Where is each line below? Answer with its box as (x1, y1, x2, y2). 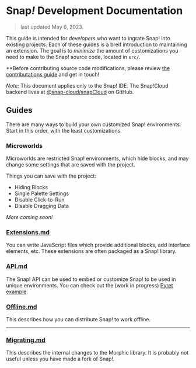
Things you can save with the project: (6, 172, 96, 179)
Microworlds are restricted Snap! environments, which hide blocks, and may (6, 155, 189, 162)
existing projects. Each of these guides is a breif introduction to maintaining (6, 41, 188, 48)
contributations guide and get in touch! (6, 71, 100, 78)
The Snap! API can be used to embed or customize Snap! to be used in (6, 276, 176, 283)
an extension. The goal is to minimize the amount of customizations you (6, 47, 178, 54)
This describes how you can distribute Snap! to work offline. (6, 315, 150, 322)
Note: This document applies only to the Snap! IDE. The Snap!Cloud (6, 82, 169, 89)
